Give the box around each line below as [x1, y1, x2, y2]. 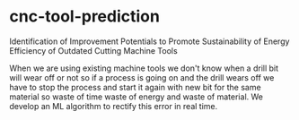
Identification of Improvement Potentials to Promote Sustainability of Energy [9, 36, 290, 47]
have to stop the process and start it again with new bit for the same [9, 81, 262, 92]
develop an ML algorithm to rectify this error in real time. [9, 100, 218, 111]
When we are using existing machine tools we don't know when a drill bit [9, 63, 279, 73]
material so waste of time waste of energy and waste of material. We [9, 91, 263, 102]
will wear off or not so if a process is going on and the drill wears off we [9, 72, 275, 82]
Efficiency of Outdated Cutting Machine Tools [9, 45, 178, 56]
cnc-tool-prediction [9, 6, 160, 27]
